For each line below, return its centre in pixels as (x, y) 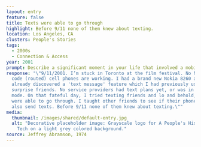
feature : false (25, 17)
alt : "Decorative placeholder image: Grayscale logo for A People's (99, 124)
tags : (13, 46)
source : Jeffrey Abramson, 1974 (46, 135)
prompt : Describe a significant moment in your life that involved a (95, 67)
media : (14, 112)
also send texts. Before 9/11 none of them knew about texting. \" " (98, 106)
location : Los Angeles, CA (40, 34)
